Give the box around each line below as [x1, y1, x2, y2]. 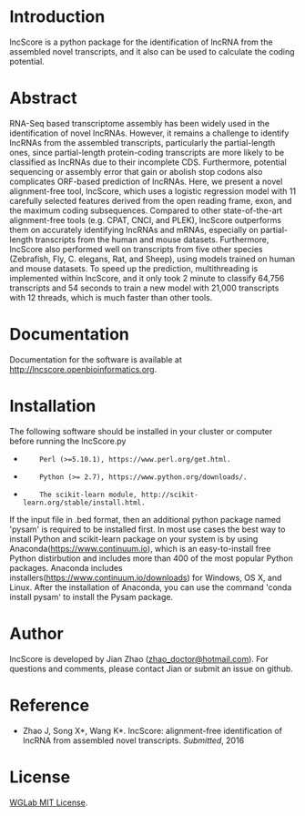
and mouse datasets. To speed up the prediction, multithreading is [9, 262, 259, 274]
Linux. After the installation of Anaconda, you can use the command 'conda [9, 581, 292, 593]
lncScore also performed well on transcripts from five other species [9, 243, 263, 254]
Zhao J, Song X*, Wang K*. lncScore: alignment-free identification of [22, 725, 283, 736]
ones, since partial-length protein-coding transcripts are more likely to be [9, 147, 285, 158]
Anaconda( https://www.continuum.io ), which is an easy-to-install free [9, 543, 271, 554]
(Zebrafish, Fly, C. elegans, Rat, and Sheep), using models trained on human [9, 253, 296, 264]
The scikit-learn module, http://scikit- [39, 490, 198, 499]
